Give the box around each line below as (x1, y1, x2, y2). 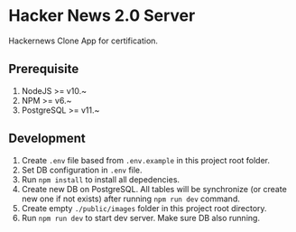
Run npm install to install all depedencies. (21, 173, 180, 185)
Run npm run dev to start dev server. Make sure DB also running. (21, 212, 261, 223)
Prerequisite (8, 61, 79, 77)
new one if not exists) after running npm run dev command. (21, 193, 240, 204)
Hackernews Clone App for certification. (8, 35, 159, 46)
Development (8, 131, 87, 146)
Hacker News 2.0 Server (8, 5, 196, 26)
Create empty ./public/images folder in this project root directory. (21, 202, 267, 213)
